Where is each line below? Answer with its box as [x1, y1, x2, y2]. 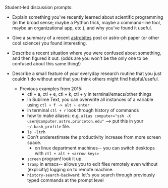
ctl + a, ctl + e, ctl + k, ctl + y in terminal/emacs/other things [27, 91, 152, 97]
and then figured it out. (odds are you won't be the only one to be [12, 55, 148, 61]
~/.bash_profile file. [27, 124, 70, 129]
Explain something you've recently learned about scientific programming [12, 14, 163, 20]
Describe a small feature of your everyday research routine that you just [12, 70, 162, 77]
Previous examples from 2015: [19, 86, 83, 92]
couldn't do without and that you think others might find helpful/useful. [12, 76, 159, 82]
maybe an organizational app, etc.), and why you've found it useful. [12, 25, 152, 31]
